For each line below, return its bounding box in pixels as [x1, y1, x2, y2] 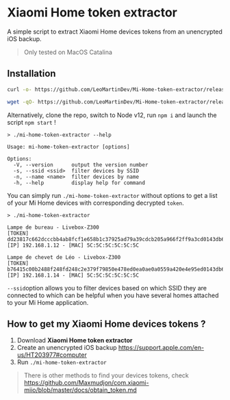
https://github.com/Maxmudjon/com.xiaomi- [23, 379, 149, 387]
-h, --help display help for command [13, 179, 146, 186]
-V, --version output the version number [13, 161, 149, 168]
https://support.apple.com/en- [118, 344, 204, 352]
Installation [7, 68, 56, 79]
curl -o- [7, 86, 32, 93]
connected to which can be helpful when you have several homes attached [7, 291, 219, 299]
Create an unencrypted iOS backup [16, 344, 117, 352]
